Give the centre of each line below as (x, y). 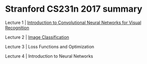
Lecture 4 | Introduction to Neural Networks (49, 56)
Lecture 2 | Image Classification (37, 37)
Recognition (17, 27)
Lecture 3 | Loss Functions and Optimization (50, 46)
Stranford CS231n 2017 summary (74, 9)
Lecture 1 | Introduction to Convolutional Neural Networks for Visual (73, 22)
